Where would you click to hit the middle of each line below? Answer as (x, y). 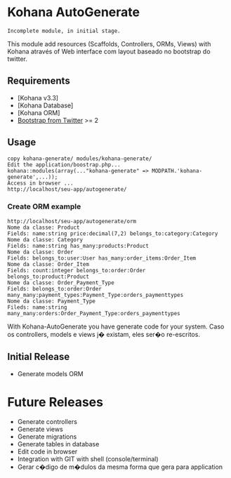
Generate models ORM (50, 373)
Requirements (39, 81)
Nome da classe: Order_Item (48, 264)
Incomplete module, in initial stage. (64, 31)
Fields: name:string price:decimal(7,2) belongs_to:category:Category (113, 233)
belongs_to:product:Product (48, 277)
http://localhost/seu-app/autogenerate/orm (72, 221)
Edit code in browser (47, 451)
